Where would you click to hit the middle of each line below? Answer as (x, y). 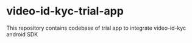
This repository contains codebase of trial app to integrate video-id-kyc (96, 28)
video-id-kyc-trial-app (65, 11)
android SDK (22, 34)
